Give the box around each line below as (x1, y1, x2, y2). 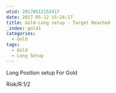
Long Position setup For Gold (6, 69, 77, 76)
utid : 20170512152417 (6, 8, 60, 15)
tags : (6, 42, 20, 48)
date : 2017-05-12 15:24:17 (6, 14, 73, 20)
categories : (6, 31, 36, 37)
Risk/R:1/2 (6, 81, 31, 88)
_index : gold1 (6, 25, 42, 31)
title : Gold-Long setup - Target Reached (6, 20, 111, 25)
